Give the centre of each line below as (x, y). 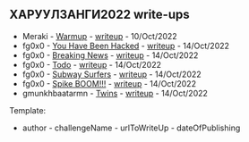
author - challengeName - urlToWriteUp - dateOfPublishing (131, 128)
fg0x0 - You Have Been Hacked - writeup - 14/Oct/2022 (126, 46)
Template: (28, 110)
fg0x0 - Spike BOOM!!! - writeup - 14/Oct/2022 (109, 83)
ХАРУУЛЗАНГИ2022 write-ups (99, 15)
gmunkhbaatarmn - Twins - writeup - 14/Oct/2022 (115, 93)
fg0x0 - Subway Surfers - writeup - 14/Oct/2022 (112, 74)
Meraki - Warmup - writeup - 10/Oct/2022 (99, 36)
